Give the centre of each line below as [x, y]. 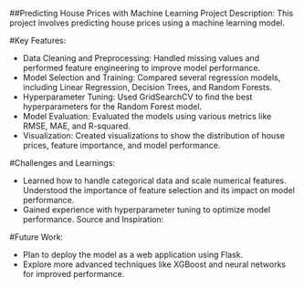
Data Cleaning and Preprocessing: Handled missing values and [141, 58]
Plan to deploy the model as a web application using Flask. [133, 255]
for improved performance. [73, 274]
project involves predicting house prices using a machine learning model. [147, 23]
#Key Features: [38, 41]
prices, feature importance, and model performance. [121, 145]
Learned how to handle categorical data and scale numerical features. [154, 180]
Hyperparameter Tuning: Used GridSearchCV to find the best [137, 97]
